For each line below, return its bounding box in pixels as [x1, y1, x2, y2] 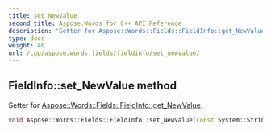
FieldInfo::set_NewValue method [8, 79, 177, 93]
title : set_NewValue [8, 11, 78, 20]
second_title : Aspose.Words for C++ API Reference [8, 19, 182, 27]
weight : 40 [8, 42, 45, 50]
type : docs [8, 34, 45, 43]
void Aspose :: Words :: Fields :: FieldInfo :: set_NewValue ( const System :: [8, 116, 248, 124]
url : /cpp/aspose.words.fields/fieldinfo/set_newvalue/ [8, 49, 200, 57]
